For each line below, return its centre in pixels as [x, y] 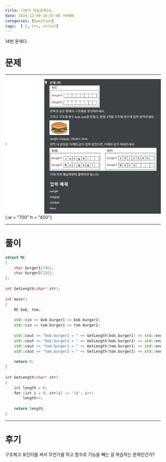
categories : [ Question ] [30, 21]
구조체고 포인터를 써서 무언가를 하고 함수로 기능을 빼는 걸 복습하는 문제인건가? [80, 454]
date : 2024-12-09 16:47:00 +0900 [40, 16]
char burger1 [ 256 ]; [34, 268]
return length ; [30, 409]
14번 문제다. [17, 42]
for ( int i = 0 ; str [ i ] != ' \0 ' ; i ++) [54, 393]
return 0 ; [24, 362]
